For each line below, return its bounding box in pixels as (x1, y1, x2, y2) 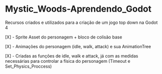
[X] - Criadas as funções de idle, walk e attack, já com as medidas (5, 53, 138, 59)
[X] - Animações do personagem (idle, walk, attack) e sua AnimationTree (5, 43, 151, 49)
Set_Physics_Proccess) (5, 63, 52, 69)
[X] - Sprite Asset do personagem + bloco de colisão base (5, 34, 122, 40)
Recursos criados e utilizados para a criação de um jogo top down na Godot (5, 19, 158, 25)
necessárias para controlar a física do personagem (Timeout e (5, 58, 131, 64)
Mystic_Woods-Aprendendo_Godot (5, 3, 152, 15)
